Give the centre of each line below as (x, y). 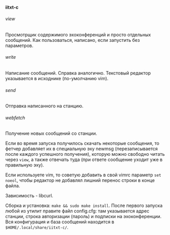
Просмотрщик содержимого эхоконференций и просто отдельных (78, 34)
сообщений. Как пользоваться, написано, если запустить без (73, 40)
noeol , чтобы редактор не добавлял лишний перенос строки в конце (80, 180)
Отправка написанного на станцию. (44, 106)
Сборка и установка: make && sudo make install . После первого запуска (84, 206)
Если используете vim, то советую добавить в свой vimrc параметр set (83, 175)
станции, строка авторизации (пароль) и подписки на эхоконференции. (83, 217)
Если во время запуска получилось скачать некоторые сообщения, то (82, 144)
